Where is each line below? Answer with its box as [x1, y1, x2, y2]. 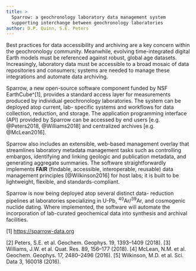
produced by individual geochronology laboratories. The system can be [6, 97, 181, 105]
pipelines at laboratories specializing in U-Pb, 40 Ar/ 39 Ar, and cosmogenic [6, 196, 186, 204]
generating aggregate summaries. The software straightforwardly [6, 159, 166, 166]
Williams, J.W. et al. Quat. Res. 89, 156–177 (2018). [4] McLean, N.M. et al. [6, 245, 186, 253]
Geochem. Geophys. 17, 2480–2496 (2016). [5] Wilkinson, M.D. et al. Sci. [6, 251, 184, 259]
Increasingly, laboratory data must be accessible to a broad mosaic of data [6, 61, 189, 68]
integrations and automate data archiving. [6, 73, 108, 80]
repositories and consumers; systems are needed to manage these [6, 67, 170, 74]
